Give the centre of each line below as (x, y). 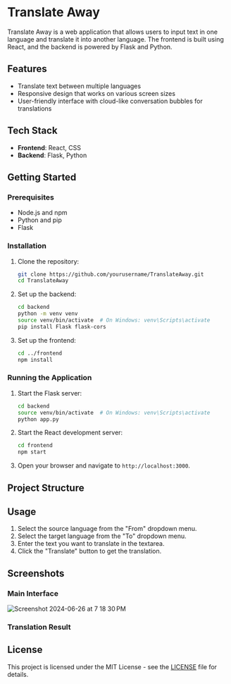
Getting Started (42, 177)
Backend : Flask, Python (52, 155)
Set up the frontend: (46, 340)
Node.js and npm (42, 213)
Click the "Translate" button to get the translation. (89, 551)
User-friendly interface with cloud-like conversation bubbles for (110, 101)
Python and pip (39, 220)
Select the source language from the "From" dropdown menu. (107, 529)
